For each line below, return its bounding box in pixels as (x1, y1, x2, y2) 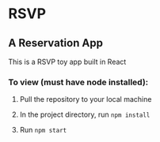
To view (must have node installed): (8, 77, 149, 88)
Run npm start (19, 125, 67, 135)
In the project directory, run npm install (19, 110, 150, 119)
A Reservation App (8, 36, 103, 50)
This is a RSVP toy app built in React (8, 57, 127, 66)
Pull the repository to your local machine (19, 95, 152, 104)
